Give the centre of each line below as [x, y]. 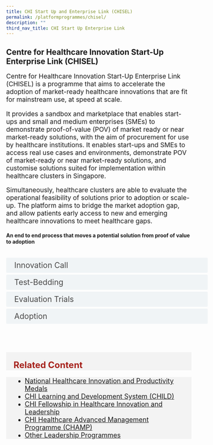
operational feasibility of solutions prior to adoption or [87, 198]
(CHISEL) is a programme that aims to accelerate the [86, 84]
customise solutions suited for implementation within [86, 168]
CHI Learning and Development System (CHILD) [99, 397]
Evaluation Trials [44, 299]
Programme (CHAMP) [59, 428]
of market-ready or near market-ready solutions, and [86, 160]
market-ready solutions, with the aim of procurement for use [98, 137]
